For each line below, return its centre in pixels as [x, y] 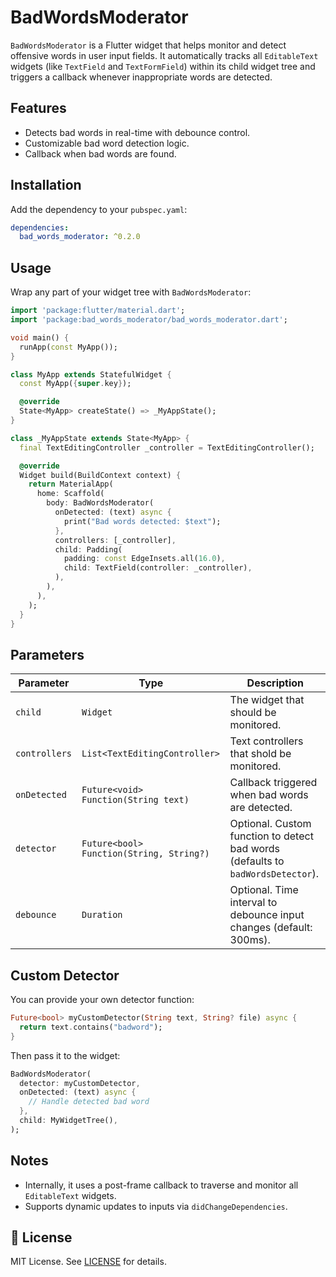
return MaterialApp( [71, 484]
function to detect [271, 836]
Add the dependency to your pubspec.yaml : [99, 209]
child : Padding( [88, 549]
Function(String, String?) [145, 854]
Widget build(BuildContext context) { [100, 475]
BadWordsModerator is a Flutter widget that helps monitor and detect [148, 45]
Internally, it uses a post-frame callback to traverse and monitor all [161, 1185]
